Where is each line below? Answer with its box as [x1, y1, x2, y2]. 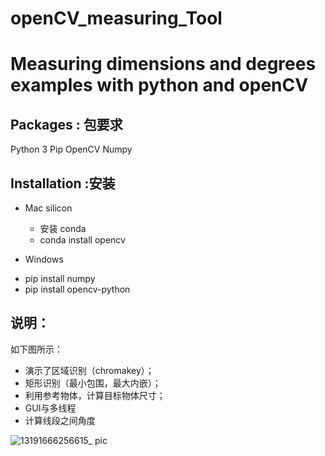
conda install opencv [39, 234, 126, 246]
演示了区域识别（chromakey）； [24, 364, 155, 376]
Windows [24, 253, 64, 265]
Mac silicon [24, 202, 73, 214]
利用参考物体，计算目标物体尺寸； [24, 389, 166, 401]
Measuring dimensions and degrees [10, 53, 317, 76]
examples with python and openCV [10, 74, 309, 97]
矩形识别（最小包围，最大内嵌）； [24, 377, 162, 389]
